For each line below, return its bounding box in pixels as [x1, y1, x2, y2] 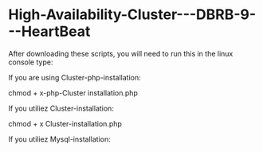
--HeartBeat [8, 22, 91, 41]
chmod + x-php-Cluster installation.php [8, 88, 138, 97]
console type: [8, 57, 53, 67]
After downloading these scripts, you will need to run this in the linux [8, 49, 234, 58]
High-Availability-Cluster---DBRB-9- [8, 6, 257, 24]
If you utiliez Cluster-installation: [8, 103, 114, 113]
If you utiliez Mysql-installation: [8, 134, 111, 144]
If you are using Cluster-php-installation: [8, 72, 141, 82]
